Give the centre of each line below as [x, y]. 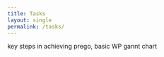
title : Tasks [27, 14]
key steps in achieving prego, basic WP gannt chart [82, 47]
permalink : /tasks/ [36, 26]
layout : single [30, 20]
